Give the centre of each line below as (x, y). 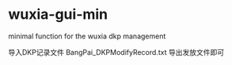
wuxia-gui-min (58, 14)
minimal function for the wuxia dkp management (87, 36)
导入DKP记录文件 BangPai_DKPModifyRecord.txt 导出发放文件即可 (116, 52)
